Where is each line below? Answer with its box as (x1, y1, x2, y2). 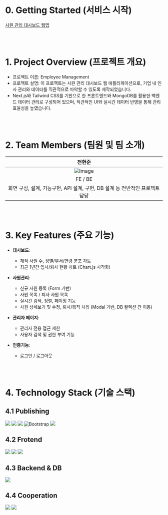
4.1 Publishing (5, 407, 49, 416)
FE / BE (75, 175, 92, 182)
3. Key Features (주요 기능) (5, 230, 114, 241)
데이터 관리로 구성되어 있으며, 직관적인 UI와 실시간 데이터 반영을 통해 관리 (17, 98, 161, 105)
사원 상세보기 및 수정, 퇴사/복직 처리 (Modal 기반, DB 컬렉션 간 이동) (19, 304, 152, 310)
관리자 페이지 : (12, 314, 39, 320)
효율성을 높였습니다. (12, 105, 51, 111)
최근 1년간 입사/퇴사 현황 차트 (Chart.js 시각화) (19, 264, 111, 270)
